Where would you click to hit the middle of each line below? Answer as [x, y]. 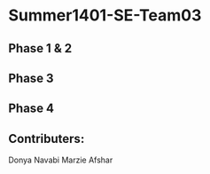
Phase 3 [31, 78]
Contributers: [47, 138]
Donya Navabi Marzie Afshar [61, 160]
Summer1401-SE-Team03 [105, 16]
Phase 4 [31, 109]
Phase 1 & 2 [40, 48]
